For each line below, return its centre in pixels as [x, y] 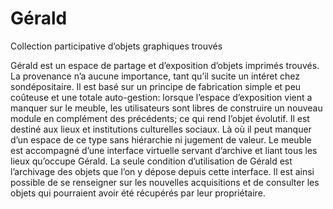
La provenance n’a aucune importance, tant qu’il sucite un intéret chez [155, 76]
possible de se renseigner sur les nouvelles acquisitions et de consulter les [165, 182]
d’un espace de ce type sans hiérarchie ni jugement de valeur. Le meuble [161, 139]
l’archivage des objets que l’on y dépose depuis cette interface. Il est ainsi [162, 171]
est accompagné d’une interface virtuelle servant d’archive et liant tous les [164, 150]
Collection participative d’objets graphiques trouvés [116, 46]
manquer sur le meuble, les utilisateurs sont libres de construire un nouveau [166, 108]
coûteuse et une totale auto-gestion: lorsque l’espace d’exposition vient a [161, 97]
